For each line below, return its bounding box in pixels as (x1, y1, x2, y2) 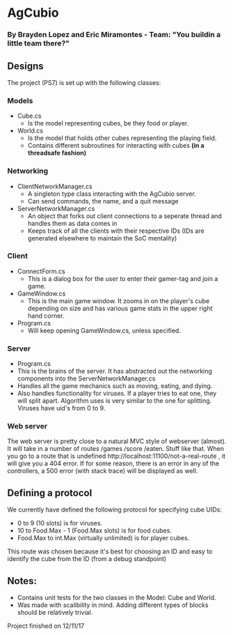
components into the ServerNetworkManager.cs (17, 374, 156, 383)
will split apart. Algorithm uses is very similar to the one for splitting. (17, 397, 212, 405)
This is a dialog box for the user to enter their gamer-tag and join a (27, 274, 218, 283)
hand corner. (27, 312, 65, 320)
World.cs (17, 127, 44, 135)
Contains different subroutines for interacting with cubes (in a (27, 141, 204, 150)
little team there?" (7, 38, 70, 48)
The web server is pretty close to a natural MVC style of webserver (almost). (7, 437, 227, 445)
